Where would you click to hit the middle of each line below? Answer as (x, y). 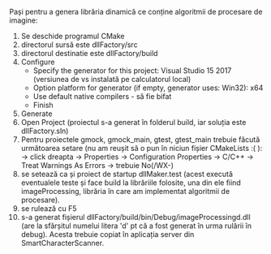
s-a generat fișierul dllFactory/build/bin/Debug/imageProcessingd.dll (135, 217)
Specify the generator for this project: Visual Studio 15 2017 (132, 71)
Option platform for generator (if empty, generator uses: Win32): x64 (148, 88)
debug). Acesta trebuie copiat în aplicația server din (108, 234)
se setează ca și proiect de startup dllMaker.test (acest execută (127, 174)
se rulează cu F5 (49, 209)
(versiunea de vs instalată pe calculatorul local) (112, 79)
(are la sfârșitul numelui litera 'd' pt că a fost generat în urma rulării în (136, 226)
